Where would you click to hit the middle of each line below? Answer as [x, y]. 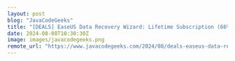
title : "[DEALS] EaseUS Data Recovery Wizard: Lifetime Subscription [111, 27]
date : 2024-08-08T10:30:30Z [48, 33]
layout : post [26, 14]
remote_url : [24, 46]
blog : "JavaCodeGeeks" [40, 20]
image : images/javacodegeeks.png [56, 40]
